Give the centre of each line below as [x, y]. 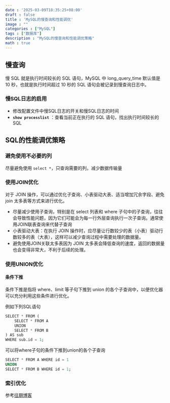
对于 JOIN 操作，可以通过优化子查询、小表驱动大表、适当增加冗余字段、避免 [85, 194]
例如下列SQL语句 [23, 306]
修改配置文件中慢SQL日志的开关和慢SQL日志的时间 [66, 111]
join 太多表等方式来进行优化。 [36, 201]
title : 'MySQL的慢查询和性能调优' [39, 19]
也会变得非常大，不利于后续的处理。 [50, 250]
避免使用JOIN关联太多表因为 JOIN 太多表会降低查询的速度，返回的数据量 [89, 243]
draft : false [20, 15]
